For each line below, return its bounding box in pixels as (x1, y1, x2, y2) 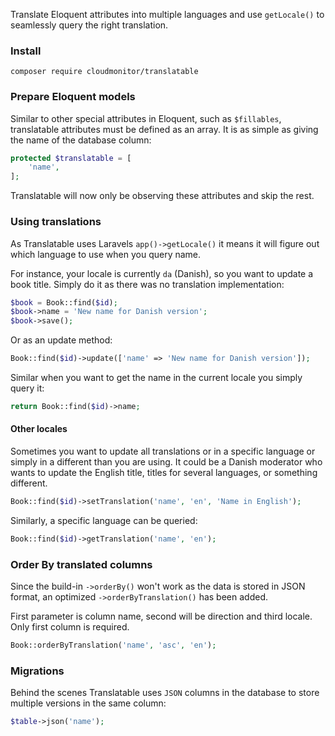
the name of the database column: (10, 134, 152, 146)
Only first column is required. (10, 621, 130, 633)
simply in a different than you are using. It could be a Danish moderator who (10, 456, 323, 468)
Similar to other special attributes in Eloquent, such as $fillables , (10, 112, 282, 124)
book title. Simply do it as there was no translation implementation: (10, 278, 285, 290)
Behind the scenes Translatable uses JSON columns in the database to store (10, 687, 320, 699)
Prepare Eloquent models (10, 90, 136, 104)
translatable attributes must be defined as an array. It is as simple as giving (10, 123, 319, 135)
